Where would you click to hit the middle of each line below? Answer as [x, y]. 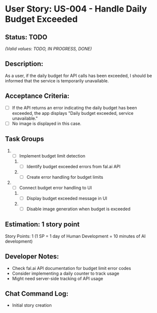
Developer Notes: [32, 257]
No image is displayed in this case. [47, 123]
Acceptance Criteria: [37, 96]
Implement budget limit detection [52, 156]
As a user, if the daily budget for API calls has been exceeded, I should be [79, 76]
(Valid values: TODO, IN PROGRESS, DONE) [48, 49]
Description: [24, 64]
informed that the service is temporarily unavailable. [57, 80]
